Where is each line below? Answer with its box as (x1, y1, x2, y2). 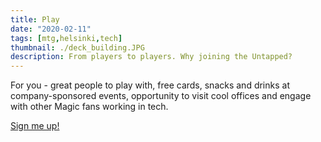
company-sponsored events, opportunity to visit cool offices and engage (10, 90, 312, 102)
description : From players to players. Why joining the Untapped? (10, 52, 293, 62)
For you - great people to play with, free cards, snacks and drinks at (10, 79, 290, 91)
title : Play (10, 14, 60, 25)
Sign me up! (10, 120, 60, 132)
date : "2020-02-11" (10, 24, 92, 34)
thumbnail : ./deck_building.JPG (10, 42, 145, 53)
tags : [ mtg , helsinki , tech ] (10, 33, 123, 43)
